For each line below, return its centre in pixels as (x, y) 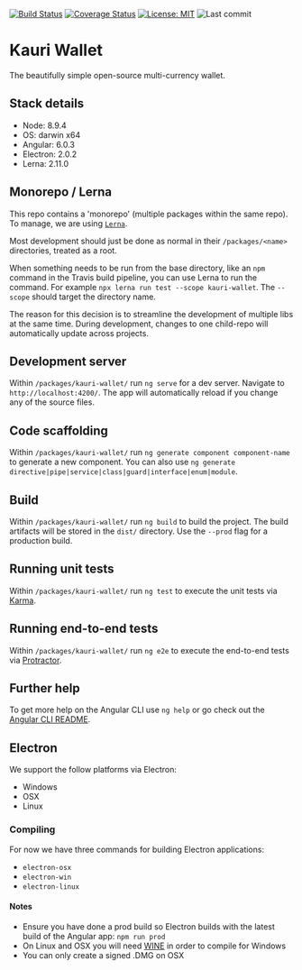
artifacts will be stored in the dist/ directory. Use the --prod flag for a (139, 531)
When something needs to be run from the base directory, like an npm (137, 268)
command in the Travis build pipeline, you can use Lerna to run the (133, 277)
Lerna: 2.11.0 (46, 163)
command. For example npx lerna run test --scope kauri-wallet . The (142, 287)
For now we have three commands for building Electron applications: (137, 849)
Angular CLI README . (50, 719)
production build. (41, 540)
